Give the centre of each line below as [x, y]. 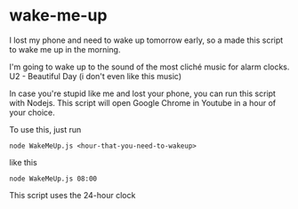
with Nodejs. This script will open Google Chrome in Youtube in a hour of [143, 102]
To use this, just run [45, 129]
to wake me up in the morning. [65, 49]
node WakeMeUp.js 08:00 [53, 179]
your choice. [32, 112]
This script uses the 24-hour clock [72, 195]
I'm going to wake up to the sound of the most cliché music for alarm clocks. [149, 67]
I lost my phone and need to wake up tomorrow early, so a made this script [146, 40]
